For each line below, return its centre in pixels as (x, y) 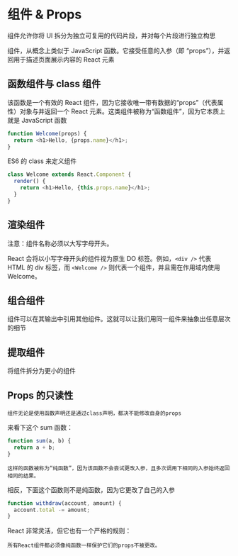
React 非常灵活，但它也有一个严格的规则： (69, 531)
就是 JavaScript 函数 (37, 120)
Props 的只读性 (40, 395)
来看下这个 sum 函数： (40, 427)
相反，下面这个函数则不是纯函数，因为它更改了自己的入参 (91, 489)
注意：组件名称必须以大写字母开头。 (60, 243)
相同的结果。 (23, 476)
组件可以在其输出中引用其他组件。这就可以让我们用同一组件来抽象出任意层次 (119, 319)
